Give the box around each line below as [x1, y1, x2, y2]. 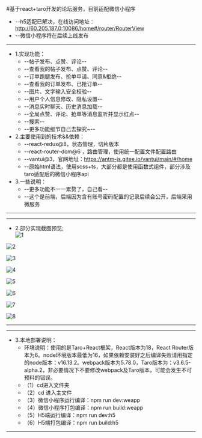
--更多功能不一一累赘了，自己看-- [23, 186, 108, 192]
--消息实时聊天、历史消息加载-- [23, 103, 103, 110]
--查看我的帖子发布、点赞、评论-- [23, 65, 108, 72]
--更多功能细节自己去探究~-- [23, 126, 96, 132]
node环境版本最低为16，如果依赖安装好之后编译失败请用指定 [43, 351, 194, 359]
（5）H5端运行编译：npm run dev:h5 [23, 412, 116, 419]
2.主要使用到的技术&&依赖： [14, 133, 85, 140]
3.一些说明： [14, 178, 47, 185]
